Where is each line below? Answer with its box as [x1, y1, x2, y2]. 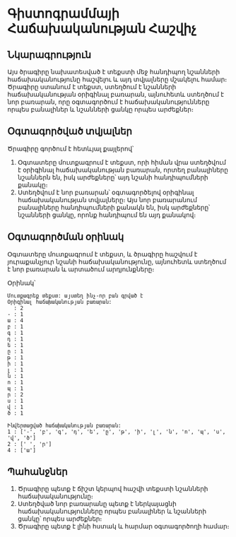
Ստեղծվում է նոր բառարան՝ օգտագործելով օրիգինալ [17, 188, 194, 196]
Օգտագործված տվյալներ [7, 126, 133, 138]
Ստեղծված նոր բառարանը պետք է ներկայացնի [17, 500, 177, 508]
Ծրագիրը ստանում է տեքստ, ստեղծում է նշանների [7, 83, 177, 90]
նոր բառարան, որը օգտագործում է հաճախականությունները [7, 98, 210, 106]
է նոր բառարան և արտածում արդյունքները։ [7, 264, 155, 273]
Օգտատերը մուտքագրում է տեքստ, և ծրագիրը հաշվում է [7, 249, 198, 258]
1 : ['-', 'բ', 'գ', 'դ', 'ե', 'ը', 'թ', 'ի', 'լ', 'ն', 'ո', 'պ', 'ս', [7, 428, 226, 435]
